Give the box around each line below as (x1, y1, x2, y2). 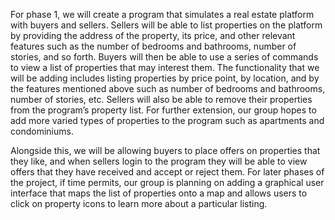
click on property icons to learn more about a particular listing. (10, 198, 268, 209)
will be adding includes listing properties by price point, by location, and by (10, 72, 320, 84)
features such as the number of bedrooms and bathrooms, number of (10, 40, 297, 52)
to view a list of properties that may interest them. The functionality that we (10, 62, 320, 73)
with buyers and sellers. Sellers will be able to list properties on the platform (10, 19, 323, 31)
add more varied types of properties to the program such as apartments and (10, 115, 325, 126)
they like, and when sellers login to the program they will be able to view (10, 155, 308, 167)
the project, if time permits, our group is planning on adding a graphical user (10, 177, 325, 188)
